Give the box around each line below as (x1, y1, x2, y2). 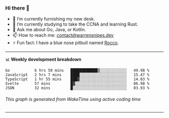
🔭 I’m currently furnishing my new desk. (12, 16, 96, 22)
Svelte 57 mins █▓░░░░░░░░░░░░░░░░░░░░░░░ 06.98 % (5, 81, 150, 86)
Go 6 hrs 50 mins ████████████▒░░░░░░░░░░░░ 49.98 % (5, 68, 150, 73)
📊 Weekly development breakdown (5, 56, 81, 62)
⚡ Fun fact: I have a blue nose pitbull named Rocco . (12, 40, 119, 46)
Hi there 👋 (5, 5, 30, 12)
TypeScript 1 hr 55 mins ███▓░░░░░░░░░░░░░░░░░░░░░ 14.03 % (5, 77, 150, 82)
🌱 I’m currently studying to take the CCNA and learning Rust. (12, 21, 138, 27)
